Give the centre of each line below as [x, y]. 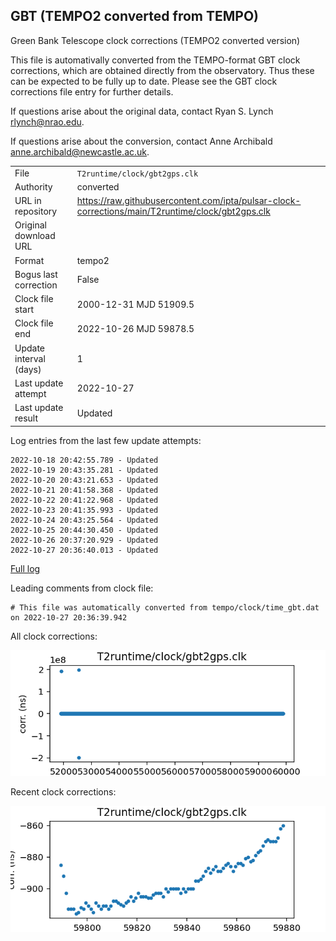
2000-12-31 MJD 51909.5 [135, 304]
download [35, 236]
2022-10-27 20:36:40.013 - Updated [84, 550]
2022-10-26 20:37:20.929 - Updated [84, 540]
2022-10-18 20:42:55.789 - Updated [84, 460]
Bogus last [36, 274]
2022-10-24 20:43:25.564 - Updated [84, 520]
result [26, 418]
